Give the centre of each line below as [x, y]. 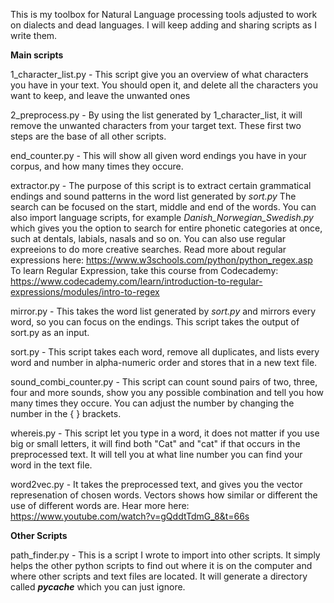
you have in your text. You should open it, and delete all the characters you [164, 85]
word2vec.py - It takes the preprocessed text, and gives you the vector [156, 484]
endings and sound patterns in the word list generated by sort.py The [153, 196]
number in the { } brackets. [66, 413]
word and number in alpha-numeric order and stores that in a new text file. [164, 362]
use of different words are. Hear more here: [100, 505]
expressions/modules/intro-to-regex [85, 292]
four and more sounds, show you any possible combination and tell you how [167, 392]
